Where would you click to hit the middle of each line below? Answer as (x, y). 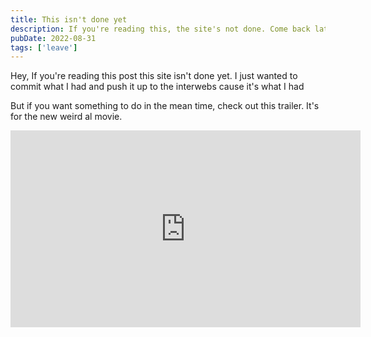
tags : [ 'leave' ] (44, 47)
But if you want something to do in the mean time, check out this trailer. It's (165, 106)
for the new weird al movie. (66, 117)
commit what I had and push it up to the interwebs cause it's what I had (157, 87)
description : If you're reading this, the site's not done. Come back (160, 29)
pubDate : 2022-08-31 (53, 38)
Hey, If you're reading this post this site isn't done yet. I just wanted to (154, 76)
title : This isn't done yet (69, 19)
